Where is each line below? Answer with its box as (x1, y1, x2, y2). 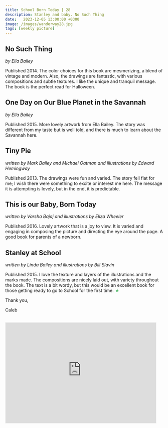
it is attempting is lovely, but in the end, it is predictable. (5, 185, 120, 191)
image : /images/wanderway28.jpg (5, 21, 73, 27)
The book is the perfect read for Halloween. (5, 83, 95, 89)
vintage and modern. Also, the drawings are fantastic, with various (5, 73, 143, 79)
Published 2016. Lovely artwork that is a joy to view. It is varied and (5, 223, 144, 229)
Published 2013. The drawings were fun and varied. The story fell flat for (5, 175, 155, 181)
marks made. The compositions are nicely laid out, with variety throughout (5, 277, 159, 283)
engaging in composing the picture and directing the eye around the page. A (5, 229, 163, 235)
